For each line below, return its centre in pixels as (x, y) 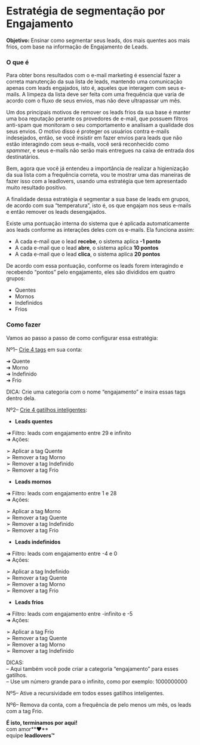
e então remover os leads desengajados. (56, 212)
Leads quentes (34, 421)
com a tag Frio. (25, 711)
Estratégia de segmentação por (86, 11)
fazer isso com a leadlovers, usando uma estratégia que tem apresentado (97, 181)
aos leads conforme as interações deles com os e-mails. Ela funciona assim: (100, 230)
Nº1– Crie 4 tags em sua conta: (44, 349)
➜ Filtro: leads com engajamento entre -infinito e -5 (70, 614)
